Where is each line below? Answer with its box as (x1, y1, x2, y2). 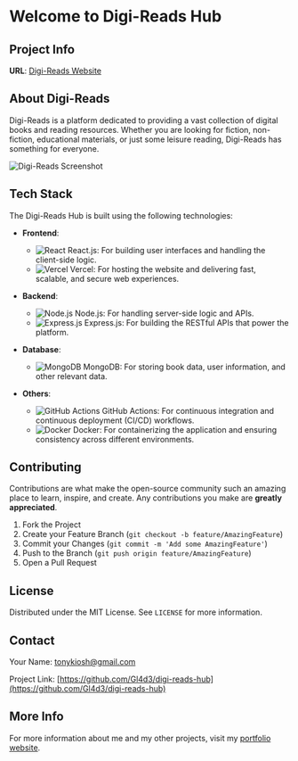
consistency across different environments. (35, 434, 195, 444)
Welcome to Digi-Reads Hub (9, 6, 222, 27)
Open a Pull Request (21, 558, 98, 568)
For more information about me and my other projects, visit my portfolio (9, 732, 271, 743)
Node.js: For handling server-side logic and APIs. (75, 308, 254, 318)
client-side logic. (35, 254, 97, 265)
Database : (21, 343, 61, 354)
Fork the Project (21, 519, 82, 530)
